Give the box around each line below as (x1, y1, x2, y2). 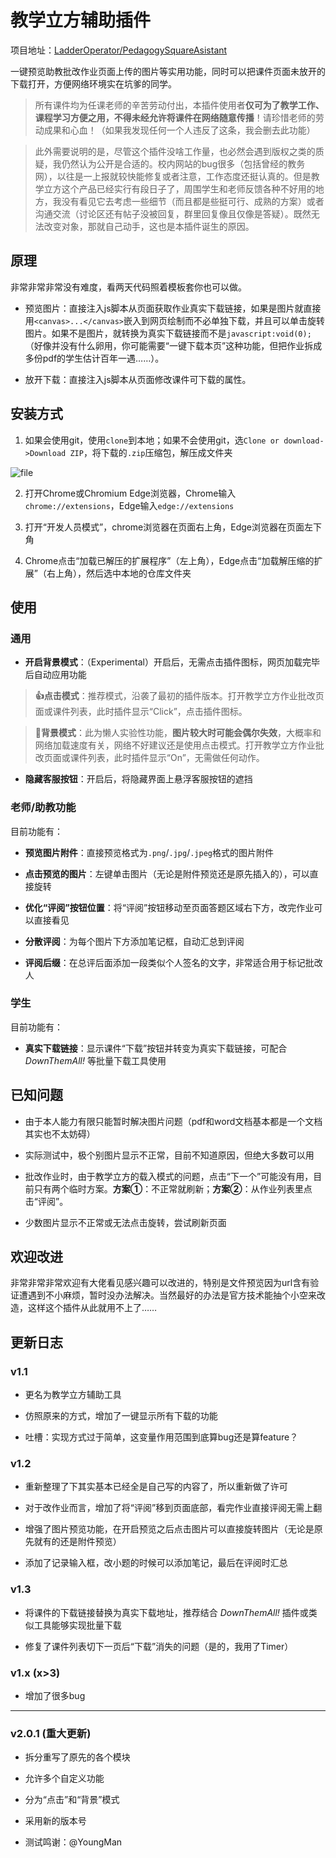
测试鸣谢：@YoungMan (24, 1836, 123, 1848)
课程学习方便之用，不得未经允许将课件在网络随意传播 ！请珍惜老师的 (34, 111, 316, 123)
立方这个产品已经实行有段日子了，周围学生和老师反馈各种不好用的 (43, 182, 316, 195)
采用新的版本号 (24, 1815, 87, 1827)
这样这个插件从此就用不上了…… (27, 1302, 158, 1314)
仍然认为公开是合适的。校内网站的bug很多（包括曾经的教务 (61, 157, 306, 170)
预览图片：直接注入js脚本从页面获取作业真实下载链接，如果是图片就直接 (24, 302, 322, 314)
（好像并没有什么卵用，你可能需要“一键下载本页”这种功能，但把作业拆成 (24, 339, 323, 351)
